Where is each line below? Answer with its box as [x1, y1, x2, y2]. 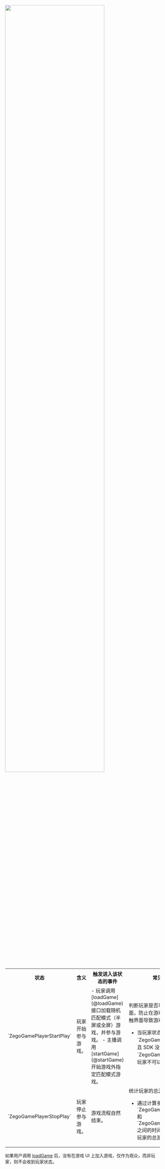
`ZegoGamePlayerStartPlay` [7, 1032, 72, 1039]
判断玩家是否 [128, 1002, 159, 1009]
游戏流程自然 [91, 1110, 121, 1116]
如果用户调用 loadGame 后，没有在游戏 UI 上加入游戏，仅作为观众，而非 [5, 1153, 151, 1158]
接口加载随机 [91, 1007, 121, 1014]
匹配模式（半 [91, 1015, 121, 1021]
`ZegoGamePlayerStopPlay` [7, 1113, 71, 1120]
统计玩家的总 [128, 1087, 159, 1094]
